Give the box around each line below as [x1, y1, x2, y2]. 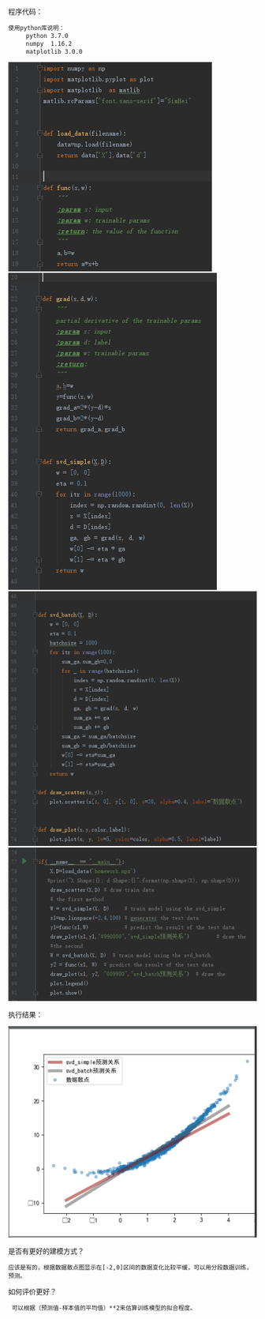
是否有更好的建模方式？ [8, 1246, 84, 1256]
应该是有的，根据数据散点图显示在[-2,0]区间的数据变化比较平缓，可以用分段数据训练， [8, 1263, 252, 1272]
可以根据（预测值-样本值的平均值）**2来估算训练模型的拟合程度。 [11, 1304, 196, 1312]
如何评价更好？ [8, 1287, 57, 1296]
